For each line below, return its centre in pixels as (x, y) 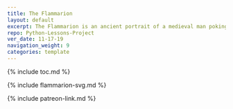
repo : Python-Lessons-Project (51, 33)
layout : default (31, 20)
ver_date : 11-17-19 (35, 39)
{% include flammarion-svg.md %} (57, 85)
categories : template (38, 52)
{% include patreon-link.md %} (52, 98)
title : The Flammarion (40, 13)
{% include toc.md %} (39, 71)
